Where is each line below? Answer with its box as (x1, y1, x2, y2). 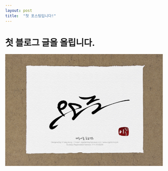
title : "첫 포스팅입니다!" (5, 13, 56, 18)
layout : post (5, 8, 32, 13)
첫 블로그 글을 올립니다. (5, 37, 95, 48)
